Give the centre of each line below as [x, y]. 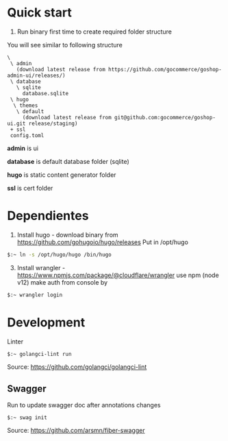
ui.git [16, 123]
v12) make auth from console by [62, 282]
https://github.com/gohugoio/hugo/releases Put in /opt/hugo [102, 242]
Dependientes [48, 216]
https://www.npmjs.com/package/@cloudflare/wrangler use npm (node [118, 275]
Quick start [39, 13]
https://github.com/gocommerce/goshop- [165, 69]
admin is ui [23, 148]
